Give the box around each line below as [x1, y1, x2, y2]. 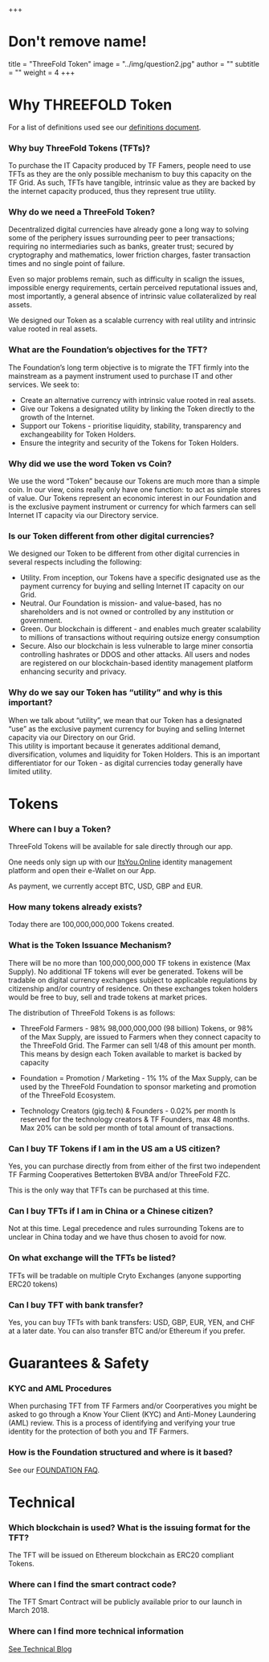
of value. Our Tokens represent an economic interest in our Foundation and [8, 494, 257, 503]
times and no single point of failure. [8, 259, 125, 269]
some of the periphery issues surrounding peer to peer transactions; [8, 233, 235, 243]
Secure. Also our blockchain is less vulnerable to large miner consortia [19, 641, 254, 651]
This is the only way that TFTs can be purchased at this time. [8, 1185, 210, 1195]
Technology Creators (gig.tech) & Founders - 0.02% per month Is [19, 1106, 236, 1115]
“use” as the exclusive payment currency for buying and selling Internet [8, 724, 246, 733]
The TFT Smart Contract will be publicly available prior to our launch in [8, 1597, 243, 1607]
